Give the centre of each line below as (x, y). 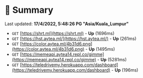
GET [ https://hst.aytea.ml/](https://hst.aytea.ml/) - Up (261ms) (74, 39)
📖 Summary (29, 10)
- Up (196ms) (125, 70)
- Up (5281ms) (112, 59)
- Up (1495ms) (100, 49)
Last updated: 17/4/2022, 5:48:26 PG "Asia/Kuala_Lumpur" (67, 24)
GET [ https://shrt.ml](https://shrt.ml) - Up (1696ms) (63, 33)
